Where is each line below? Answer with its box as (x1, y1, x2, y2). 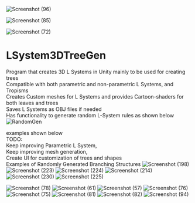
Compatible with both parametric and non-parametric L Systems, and (6, 80, 174, 87)
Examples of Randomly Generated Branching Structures (6, 160, 141, 167)
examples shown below (6, 129, 63, 136)
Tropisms (6, 87, 29, 94)
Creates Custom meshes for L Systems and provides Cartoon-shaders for (6, 93, 184, 100)
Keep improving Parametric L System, (6, 141, 97, 149)
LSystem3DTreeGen (6, 49, 107, 62)
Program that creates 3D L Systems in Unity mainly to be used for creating (6, 68, 186, 75)
